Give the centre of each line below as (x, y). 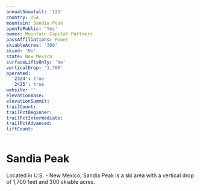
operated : (19, 73)
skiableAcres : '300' (32, 46)
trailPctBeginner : (29, 112)
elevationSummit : (28, 101)
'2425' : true (28, 85)
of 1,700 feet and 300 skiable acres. (51, 181)
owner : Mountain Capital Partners (50, 34)
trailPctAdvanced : (29, 124)
